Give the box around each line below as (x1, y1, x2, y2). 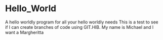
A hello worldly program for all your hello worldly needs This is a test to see (5, 19, 159, 25)
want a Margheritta (5, 29, 44, 35)
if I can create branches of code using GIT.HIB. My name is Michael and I (5, 24, 154, 30)
